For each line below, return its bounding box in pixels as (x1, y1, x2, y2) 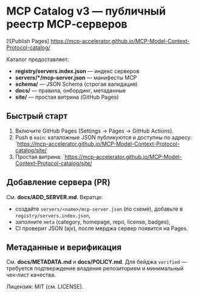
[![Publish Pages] (6, 37, 50, 44)
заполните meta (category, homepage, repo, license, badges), (15, 218, 171, 225)
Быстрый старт (6, 111, 68, 121)
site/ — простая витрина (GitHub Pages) (15, 93, 119, 100)
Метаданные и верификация (6, 242, 122, 252)
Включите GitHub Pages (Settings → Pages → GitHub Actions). (15, 127, 174, 135)
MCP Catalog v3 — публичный (6, 4, 166, 18)
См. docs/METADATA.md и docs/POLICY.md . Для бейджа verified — (6, 258, 187, 266)
